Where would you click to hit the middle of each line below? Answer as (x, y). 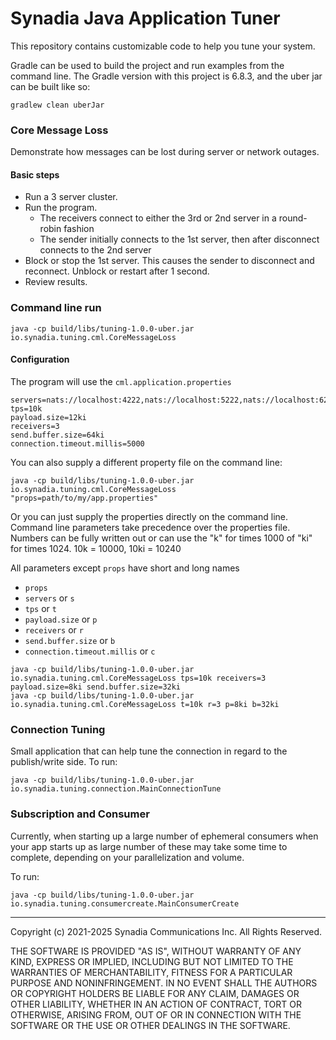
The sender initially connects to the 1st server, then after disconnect (179, 239)
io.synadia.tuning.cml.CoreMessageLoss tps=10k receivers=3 (138, 678)
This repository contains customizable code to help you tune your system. (163, 46)
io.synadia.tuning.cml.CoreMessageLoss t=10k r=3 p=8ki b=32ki (145, 704)
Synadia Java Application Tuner (145, 18)
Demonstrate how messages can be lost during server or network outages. (165, 152)
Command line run (56, 308)
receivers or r (54, 629)
